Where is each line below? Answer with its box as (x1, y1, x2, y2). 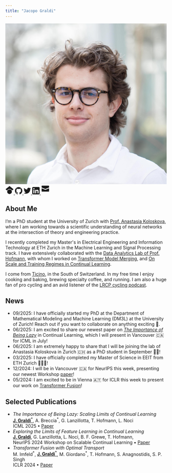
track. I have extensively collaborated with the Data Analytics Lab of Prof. (5, 250, 160, 256)
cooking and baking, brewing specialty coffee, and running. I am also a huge (5, 276, 167, 282)
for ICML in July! (12, 338, 48, 344)
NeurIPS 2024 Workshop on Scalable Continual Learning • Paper (12, 439, 150, 445)
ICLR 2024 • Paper (12, 462, 53, 468)
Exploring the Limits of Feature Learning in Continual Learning (12, 428, 144, 434)
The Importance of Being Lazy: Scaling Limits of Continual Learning (12, 411, 157, 417)
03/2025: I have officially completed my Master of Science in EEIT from (12, 355, 164, 361)
